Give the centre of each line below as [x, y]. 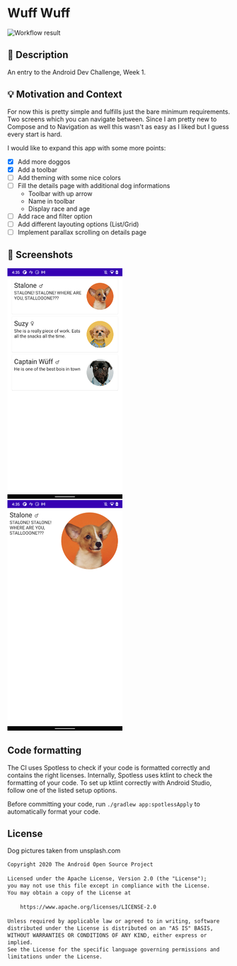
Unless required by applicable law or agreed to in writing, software [114, 921]
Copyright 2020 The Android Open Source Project [80, 865]
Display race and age [59, 209]
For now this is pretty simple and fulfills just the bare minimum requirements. [119, 111]
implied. [20, 943]
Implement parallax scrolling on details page [82, 232]
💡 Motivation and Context [65, 95]
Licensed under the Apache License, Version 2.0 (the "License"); [107, 879]
